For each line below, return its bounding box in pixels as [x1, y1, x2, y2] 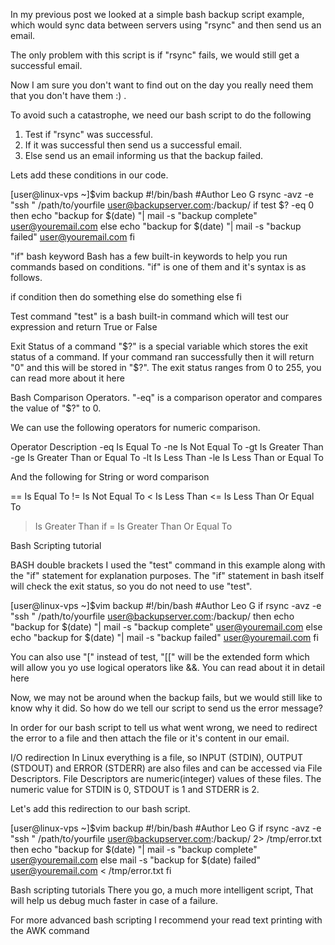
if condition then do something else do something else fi [10, 291, 242, 303]
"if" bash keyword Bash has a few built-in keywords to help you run [10, 250, 288, 262]
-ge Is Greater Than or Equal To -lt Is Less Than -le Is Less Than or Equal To [10, 452, 324, 463]
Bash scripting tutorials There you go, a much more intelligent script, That [10, 884, 314, 896]
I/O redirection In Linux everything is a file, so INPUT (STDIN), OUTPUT [10, 752, 304, 763]
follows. [10, 272, 43, 283]
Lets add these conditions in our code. [10, 169, 169, 181]
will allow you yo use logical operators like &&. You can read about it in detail [10, 662, 325, 673]
